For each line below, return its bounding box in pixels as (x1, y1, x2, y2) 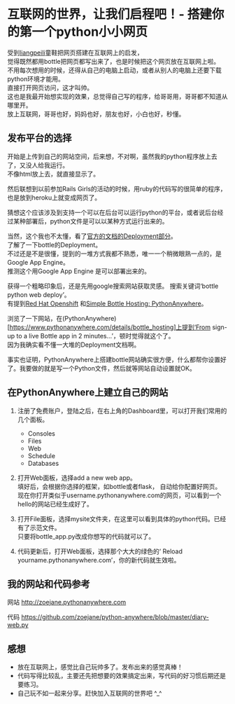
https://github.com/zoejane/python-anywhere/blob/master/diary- (20, 613, 209, 621)
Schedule (27, 451, 56, 460)
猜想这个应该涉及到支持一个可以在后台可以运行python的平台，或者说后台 (7, 208, 218, 216)
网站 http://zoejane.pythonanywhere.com (7, 598, 127, 607)
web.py (7, 621, 29, 629)
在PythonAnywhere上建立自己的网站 (7, 387, 169, 399)
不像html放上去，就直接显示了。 (7, 170, 100, 178)
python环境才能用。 (7, 74, 64, 83)
